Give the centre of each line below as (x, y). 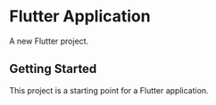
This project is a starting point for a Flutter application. (109, 90)
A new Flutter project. (49, 41)
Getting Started (53, 69)
